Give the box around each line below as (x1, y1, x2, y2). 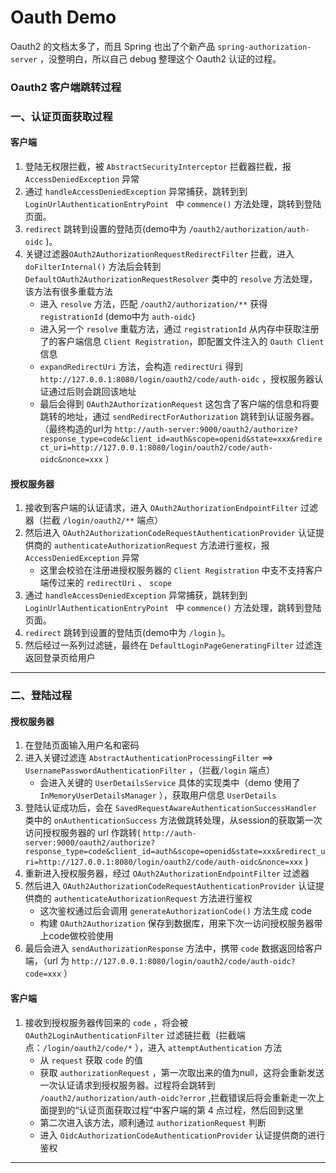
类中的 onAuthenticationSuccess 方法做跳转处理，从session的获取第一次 (24, 814, 323, 826)
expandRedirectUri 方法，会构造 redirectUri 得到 (39, 360, 243, 372)
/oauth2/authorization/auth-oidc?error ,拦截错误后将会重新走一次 (39, 1091, 317, 1103)
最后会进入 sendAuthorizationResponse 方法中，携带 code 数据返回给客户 (24, 942, 323, 955)
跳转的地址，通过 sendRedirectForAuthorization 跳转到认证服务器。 (39, 410, 320, 422)
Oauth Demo (10, 6, 117, 29)
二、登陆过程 (10, 689, 73, 703)
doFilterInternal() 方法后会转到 (24, 260, 162, 272)
